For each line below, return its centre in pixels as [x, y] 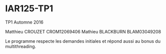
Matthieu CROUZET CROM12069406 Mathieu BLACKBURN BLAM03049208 [83, 31]
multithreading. [21, 46]
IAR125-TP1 [29, 9]
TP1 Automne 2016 [24, 22]
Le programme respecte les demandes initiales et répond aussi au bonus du [83, 41]
